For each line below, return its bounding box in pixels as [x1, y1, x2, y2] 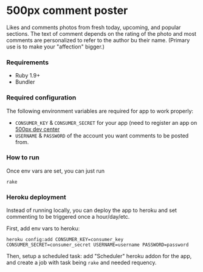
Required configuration [6, 93, 77, 102]
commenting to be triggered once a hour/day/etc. [6, 213, 130, 221]
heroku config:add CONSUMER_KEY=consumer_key [6, 237, 123, 243]
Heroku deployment [6, 193, 67, 201]
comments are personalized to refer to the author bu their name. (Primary [6, 36, 190, 44]
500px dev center [15, 125, 60, 133]
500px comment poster [6, 4, 128, 18]
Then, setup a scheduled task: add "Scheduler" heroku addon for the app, [6, 253, 192, 260]
